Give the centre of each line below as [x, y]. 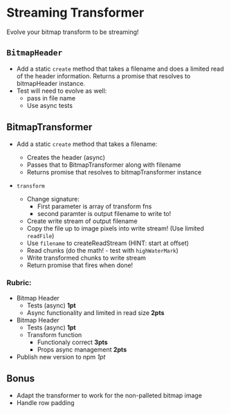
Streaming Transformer [75, 13]
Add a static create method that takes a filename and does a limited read [120, 69]
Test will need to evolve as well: [62, 91]
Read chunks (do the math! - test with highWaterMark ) [103, 250]
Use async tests [50, 105]
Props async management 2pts [82, 349]
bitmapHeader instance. [51, 83]
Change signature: [53, 199]
